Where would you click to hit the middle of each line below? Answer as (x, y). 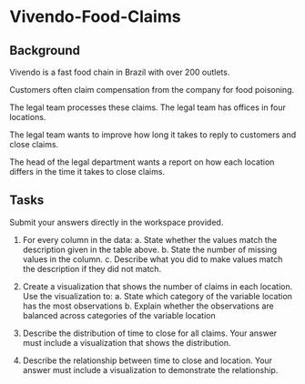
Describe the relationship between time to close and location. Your (147, 360)
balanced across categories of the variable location (119, 315)
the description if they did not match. (92, 268)
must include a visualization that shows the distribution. (127, 342)
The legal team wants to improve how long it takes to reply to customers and (153, 135)
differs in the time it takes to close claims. (87, 172)
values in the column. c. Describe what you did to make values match (152, 259)
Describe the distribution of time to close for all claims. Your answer (150, 333)
